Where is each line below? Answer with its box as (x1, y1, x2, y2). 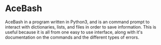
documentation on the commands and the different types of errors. (5, 34, 140, 40)
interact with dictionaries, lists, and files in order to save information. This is (5, 24, 157, 30)
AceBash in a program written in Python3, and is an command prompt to (5, 19, 150, 25)
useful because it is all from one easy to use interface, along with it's (5, 29, 143, 35)
